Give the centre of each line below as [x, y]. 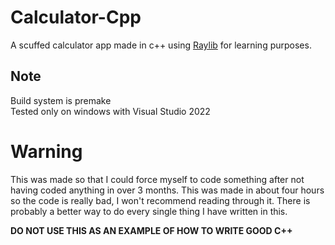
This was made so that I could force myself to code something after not [157, 179]
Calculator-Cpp [76, 17]
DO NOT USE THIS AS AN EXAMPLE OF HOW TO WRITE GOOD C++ [151, 230]
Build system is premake [61, 100]
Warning [46, 151]
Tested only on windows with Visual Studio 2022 [110, 111]
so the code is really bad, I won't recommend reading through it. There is [160, 200]
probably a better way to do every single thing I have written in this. [149, 211]
